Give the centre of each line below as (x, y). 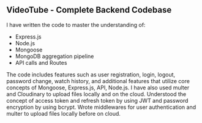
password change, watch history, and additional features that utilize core (98, 81)
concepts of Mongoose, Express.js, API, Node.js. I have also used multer (98, 88)
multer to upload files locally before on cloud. (64, 113)
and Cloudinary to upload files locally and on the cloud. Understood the (96, 94)
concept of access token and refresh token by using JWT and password (97, 100)
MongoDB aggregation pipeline (54, 56)
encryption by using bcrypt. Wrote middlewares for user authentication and (101, 107)
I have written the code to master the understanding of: (76, 24)
